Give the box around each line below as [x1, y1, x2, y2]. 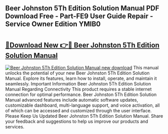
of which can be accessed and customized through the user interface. [5, 108, 152, 113]
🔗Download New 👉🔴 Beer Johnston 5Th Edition [5, 40, 160, 50]
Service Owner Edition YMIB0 [5, 20, 101, 28]
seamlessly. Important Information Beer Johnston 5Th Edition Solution [5, 81, 151, 86]
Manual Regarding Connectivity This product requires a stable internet [5, 86, 152, 92]
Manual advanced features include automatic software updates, [5, 97, 138, 103]
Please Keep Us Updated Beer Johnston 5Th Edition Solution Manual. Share [5, 113, 163, 119]
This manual [133, 65, 159, 70]
